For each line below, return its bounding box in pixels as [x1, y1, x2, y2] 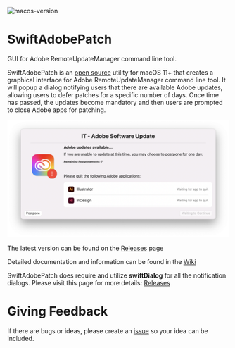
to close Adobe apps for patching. [7, 106, 106, 114]
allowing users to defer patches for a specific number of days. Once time [7, 90, 220, 99]
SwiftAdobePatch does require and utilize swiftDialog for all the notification [7, 271, 227, 280]
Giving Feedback [7, 303, 108, 319]
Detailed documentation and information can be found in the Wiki [7, 257, 196, 266]
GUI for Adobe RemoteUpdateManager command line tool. [7, 54, 177, 63]
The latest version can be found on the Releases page [7, 244, 164, 252]
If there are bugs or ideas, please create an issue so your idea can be [7, 326, 209, 335]
